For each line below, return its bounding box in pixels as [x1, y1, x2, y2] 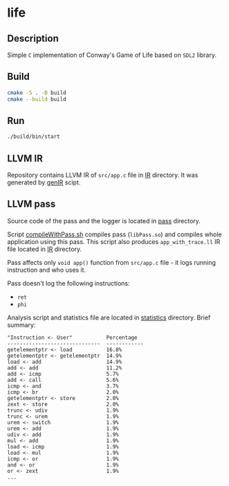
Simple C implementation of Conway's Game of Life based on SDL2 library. [7, 51, 217, 59]
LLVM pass [7, 198, 56, 210]
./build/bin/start [7, 133, 60, 140]
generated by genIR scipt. [7, 178, 81, 186]
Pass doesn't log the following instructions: [7, 279, 130, 287]
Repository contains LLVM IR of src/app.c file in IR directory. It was [7, 171, 199, 180]
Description [7, 33, 59, 44]
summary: [7, 320, 36, 329]
